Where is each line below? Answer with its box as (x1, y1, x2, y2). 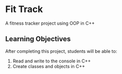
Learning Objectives (5, 35, 71, 43)
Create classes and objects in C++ (12, 63, 85, 69)
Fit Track (5, 4, 43, 15)
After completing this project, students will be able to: (5, 48, 117, 54)
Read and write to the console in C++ (12, 58, 91, 64)
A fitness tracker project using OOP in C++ (5, 20, 95, 26)
